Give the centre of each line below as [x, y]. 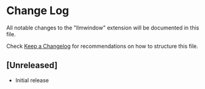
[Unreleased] [32, 65]
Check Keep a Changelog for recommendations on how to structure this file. [102, 46]
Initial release [32, 80]
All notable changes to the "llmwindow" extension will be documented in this [103, 28]
